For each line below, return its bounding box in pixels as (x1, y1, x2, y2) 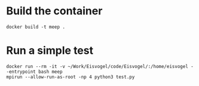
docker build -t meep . (6, 24, 66, 30)
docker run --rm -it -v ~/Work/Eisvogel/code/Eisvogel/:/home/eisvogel (6, 63, 188, 69)
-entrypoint (6, 69, 36, 75)
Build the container (6, 4, 103, 18)
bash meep (38, 69, 63, 75)
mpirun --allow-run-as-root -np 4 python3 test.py (6, 73, 135, 80)
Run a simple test (6, 44, 94, 57)
